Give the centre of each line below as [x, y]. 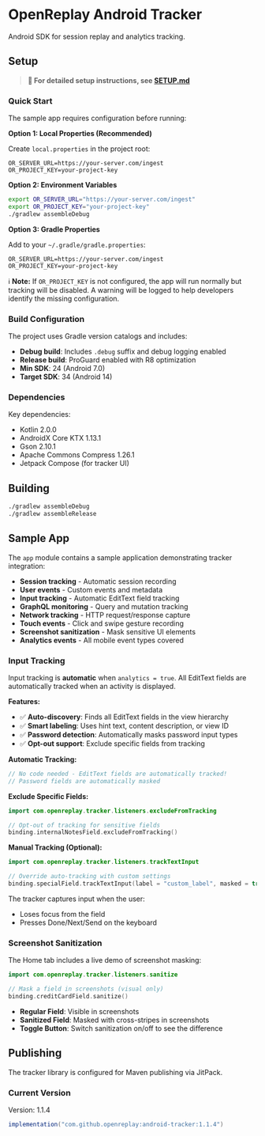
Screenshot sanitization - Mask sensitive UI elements [107, 631]
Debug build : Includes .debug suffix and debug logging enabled [123, 351]
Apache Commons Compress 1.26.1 [77, 455]
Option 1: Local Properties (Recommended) [80, 134]
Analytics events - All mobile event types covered [101, 640]
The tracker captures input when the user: [77, 899]
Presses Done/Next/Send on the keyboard [88, 922]
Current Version [39, 1092]
